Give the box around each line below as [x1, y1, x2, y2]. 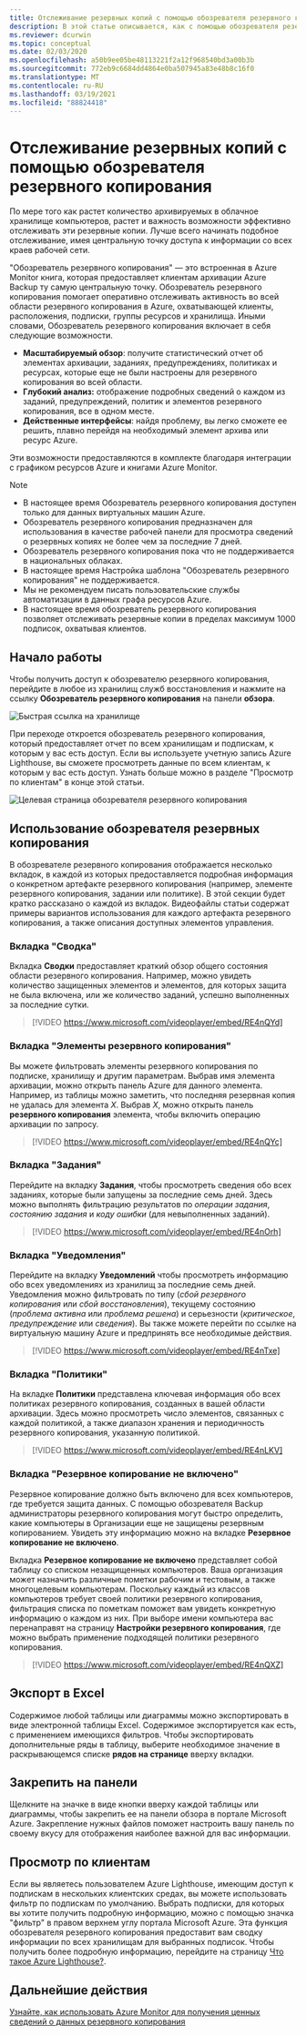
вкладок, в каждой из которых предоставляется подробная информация [9, 869, 293, 880]
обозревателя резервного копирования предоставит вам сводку [9, 1927, 263, 1938]
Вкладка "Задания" [9, 1158, 102, 1171]
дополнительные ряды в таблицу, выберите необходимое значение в [9, 1738, 280, 1749]
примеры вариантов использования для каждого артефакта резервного [9, 907, 291, 918]
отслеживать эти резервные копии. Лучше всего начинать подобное [9, 225, 280, 237]
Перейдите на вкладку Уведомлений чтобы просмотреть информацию [9, 1269, 289, 1280]
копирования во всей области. [22, 377, 143, 388]
